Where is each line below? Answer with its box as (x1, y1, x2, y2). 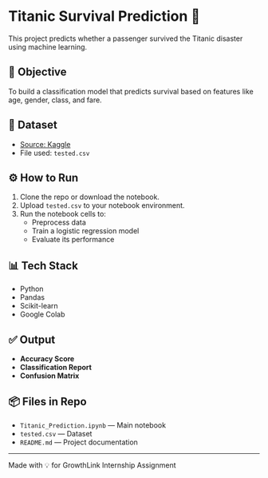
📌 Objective (8, 66, 67, 79)
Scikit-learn (19, 301, 58, 311)
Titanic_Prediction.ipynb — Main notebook (19, 420, 166, 430)
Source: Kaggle (19, 139, 71, 149)
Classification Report (19, 363, 92, 372)
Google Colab (19, 309, 65, 319)
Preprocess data (31, 217, 86, 227)
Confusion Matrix (19, 371, 80, 380)
